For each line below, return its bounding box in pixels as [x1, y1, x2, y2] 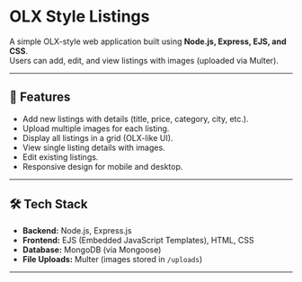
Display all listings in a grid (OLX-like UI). [22, 132, 173, 143]
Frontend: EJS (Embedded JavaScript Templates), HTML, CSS [22, 234, 254, 245]
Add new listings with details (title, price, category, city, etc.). [22, 113, 249, 124]
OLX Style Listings [9, 6, 150, 27]
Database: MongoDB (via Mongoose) [22, 244, 162, 255]
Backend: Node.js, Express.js [22, 225, 132, 235]
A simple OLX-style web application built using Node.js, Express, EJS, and [9, 36, 287, 47]
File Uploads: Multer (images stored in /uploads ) [22, 253, 203, 264]
